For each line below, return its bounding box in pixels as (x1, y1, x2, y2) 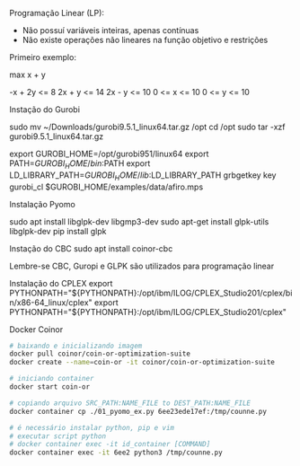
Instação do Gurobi (9, 104, 81, 115)
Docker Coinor (9, 323, 64, 335)
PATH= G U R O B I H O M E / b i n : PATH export (9, 158, 151, 171)
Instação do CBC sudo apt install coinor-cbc (9, 242, 173, 254)
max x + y (9, 69, 47, 80)
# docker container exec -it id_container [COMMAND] (9, 440, 211, 449)
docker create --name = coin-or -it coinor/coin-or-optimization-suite (9, 358, 276, 367)
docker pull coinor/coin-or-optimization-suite (9, 349, 191, 358)
